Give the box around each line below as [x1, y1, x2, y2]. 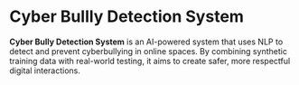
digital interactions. [9, 65, 81, 76]
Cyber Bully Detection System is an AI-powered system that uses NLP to [9, 36, 284, 47]
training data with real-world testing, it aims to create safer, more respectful [9, 55, 291, 66]
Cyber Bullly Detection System [9, 6, 244, 27]
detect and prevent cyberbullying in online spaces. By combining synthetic [9, 45, 287, 56]
